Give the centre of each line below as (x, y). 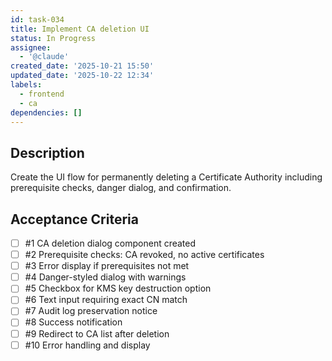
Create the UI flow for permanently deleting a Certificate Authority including (166, 177)
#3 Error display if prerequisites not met (107, 266)
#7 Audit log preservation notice (91, 311)
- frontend (42, 94)
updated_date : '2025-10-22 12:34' (82, 76)
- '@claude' (44, 57)
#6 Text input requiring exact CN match (106, 300)
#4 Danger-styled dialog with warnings (105, 277)
